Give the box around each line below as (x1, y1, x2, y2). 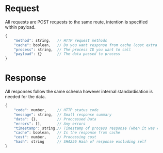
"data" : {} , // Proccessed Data (14, 117, 97, 121)
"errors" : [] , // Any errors (14, 121, 86, 126)
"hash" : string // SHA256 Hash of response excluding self (14, 139, 147, 144)
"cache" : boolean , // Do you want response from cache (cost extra (14, 42, 158, 48)
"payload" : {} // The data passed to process (14, 51, 120, 56)
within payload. (5, 24, 35, 30)
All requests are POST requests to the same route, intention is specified (5, 19, 148, 25)
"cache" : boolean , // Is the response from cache (14, 130, 120, 135)
